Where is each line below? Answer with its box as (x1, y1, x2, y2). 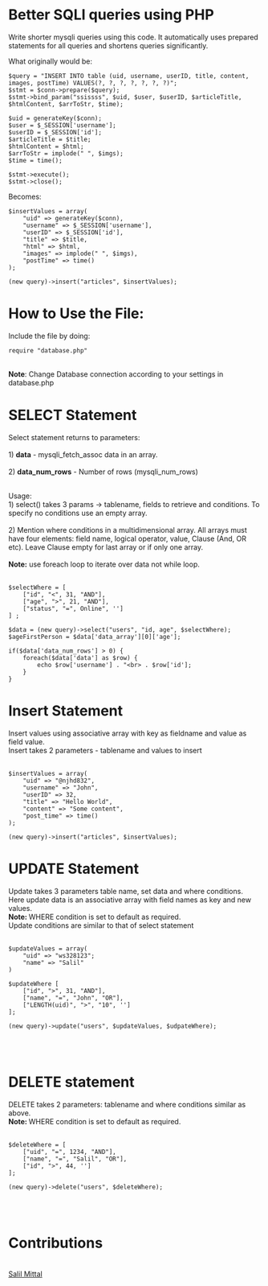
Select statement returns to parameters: (8, 432, 140, 442)
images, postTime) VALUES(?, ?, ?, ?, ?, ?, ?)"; (8, 79, 178, 87)
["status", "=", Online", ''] (22, 604, 124, 612)
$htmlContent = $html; (8, 142, 84, 150)
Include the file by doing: (8, 331, 91, 340)
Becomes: (8, 192, 42, 201)
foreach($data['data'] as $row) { (22, 653, 138, 662)
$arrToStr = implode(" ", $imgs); (8, 149, 124, 158)
